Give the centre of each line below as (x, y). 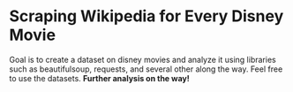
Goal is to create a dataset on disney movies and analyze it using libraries (143, 59)
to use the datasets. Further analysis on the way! (99, 78)
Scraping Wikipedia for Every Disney (146, 16)
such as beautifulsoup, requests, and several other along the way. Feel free (146, 69)
